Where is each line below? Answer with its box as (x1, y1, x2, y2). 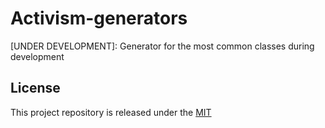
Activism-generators (10, 7, 188, 30)
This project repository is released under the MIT (10, 106, 212, 118)
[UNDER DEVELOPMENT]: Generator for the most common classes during (10, 40, 315, 52)
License (10, 80, 61, 97)
